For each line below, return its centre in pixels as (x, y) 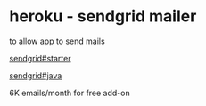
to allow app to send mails (57, 41)
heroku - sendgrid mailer (103, 16)
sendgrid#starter (40, 58)
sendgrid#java (36, 75)
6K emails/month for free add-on (70, 93)
